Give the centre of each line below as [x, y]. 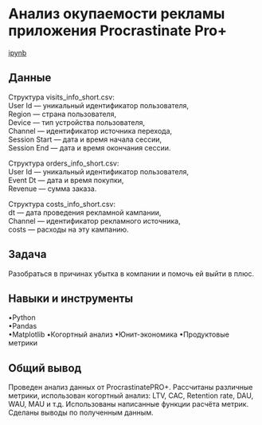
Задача [27, 254]
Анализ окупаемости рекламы [117, 14]
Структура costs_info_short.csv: [62, 204]
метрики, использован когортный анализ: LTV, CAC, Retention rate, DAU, [131, 396]
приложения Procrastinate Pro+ [118, 31]
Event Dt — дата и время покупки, [66, 180]
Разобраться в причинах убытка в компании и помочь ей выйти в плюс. [131, 273]
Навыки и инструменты [71, 298]
